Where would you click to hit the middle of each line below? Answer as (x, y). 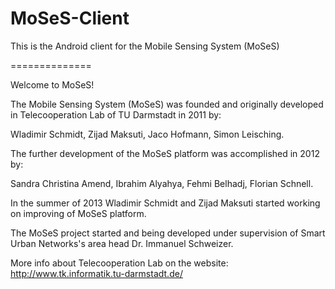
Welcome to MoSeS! (52, 84)
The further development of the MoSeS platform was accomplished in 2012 (165, 153)
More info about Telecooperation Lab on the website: (119, 263)
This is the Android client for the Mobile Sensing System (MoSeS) (145, 46)
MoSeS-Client (70, 18)
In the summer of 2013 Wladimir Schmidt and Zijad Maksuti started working (165, 203)
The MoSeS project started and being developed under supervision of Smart (168, 233)
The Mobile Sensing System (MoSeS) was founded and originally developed (167, 104)
